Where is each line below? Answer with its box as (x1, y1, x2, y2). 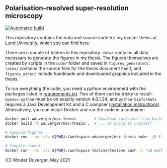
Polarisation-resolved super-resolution (5, 4, 129, 12)
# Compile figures (5, 130, 43, 135)
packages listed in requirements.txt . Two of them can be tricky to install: (5, 90, 153, 96)
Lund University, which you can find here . (5, 40, 90, 46)
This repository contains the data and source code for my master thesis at (5, 34, 157, 40)
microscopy (5, 12, 43, 20)
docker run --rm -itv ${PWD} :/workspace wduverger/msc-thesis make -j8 (5, 134, 157, 140)
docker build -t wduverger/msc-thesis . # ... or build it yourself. (5, 121, 155, 126)
